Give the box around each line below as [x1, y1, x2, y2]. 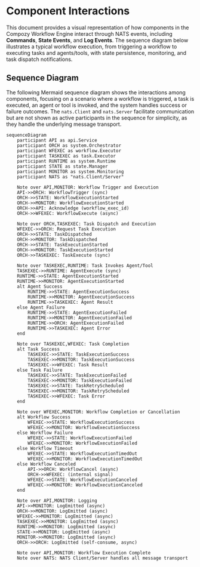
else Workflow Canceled [17, 461, 76, 467]
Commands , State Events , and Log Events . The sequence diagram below [6, 36, 189, 44]
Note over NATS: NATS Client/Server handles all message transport [17, 555, 188, 561]
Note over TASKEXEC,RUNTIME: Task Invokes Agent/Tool [17, 263, 153, 269]
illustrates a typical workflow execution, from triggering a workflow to [6, 43, 177, 50]
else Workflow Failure [17, 430, 73, 436]
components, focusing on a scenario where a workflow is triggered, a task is [6, 95, 195, 102]
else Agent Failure [17, 304, 66, 310]
